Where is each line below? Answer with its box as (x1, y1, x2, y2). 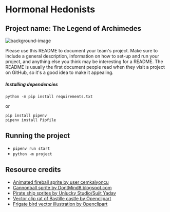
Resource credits (5, 165, 61, 174)
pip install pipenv (5, 113, 47, 118)
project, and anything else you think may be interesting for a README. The (5, 59, 163, 65)
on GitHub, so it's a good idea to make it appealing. (5, 69, 114, 75)
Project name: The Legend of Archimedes (5, 24, 141, 33)
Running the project (5, 131, 70, 140)
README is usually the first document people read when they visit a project (5, 64, 165, 70)
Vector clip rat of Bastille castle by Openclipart (12, 195, 111, 201)
